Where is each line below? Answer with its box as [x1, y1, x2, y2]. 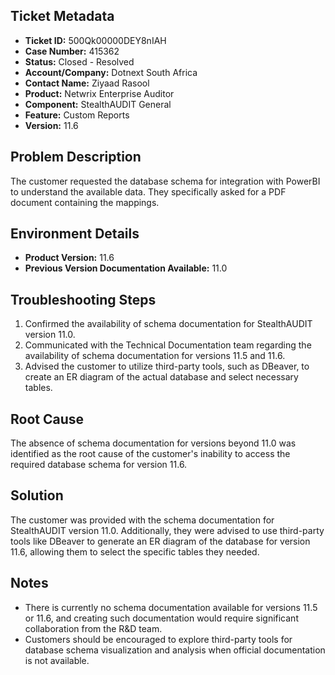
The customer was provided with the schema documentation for [10, 514, 275, 526]
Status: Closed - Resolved [24, 55, 135, 68]
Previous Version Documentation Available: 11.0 [24, 262, 228, 274]
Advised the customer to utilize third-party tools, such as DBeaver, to [24, 360, 310, 373]
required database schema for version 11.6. [10, 459, 188, 471]
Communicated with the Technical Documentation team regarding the [24, 339, 312, 351]
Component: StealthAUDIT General [24, 98, 172, 110]
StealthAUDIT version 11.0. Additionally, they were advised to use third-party [10, 524, 325, 536]
